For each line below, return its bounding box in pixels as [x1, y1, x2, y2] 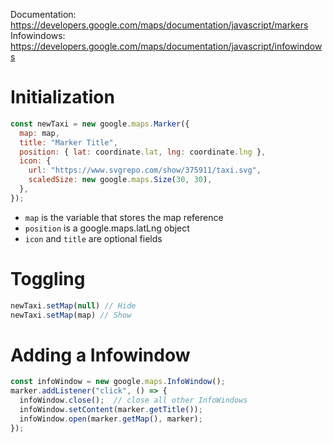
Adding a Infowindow [10, 344, 191, 366]
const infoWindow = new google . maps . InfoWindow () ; [10, 377, 226, 387]
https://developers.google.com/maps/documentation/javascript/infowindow [10, 40, 323, 52]
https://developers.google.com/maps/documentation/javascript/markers [10, 19, 309, 31]
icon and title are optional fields [24, 232, 163, 244]
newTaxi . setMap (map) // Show [10, 310, 132, 320]
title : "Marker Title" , [19, 137, 118, 148]
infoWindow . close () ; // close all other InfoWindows [19, 395, 248, 406]
